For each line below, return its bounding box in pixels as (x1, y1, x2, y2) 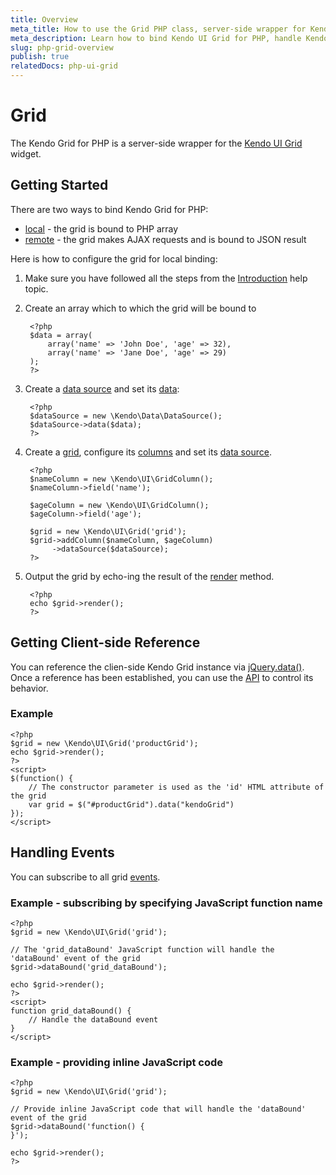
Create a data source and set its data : (24, 382, 180, 395)
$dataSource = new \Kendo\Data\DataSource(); (29, 411, 223, 421)
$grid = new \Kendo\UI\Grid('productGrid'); (10, 738, 199, 748)
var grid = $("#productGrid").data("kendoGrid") (28, 799, 235, 810)
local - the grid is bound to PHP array (24, 222, 179, 235)
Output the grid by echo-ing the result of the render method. (24, 570, 275, 582)
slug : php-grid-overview (10, 42, 114, 53)
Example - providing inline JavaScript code (10, 1055, 224, 1069)
